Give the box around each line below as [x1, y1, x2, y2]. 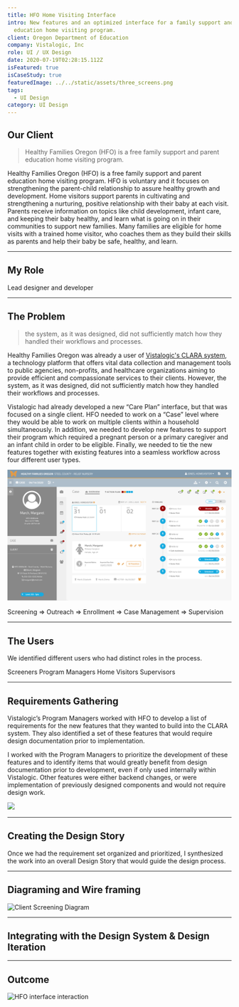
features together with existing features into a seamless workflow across [7, 448, 221, 456]
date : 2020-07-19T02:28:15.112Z [7, 57, 103, 64]
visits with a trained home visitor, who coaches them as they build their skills [7, 229, 232, 238]
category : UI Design [7, 102, 69, 109]
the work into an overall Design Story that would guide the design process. [7, 856, 226, 865]
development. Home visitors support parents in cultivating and [7, 191, 191, 200]
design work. [7, 789, 46, 796]
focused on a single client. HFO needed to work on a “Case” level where [7, 410, 219, 418]
